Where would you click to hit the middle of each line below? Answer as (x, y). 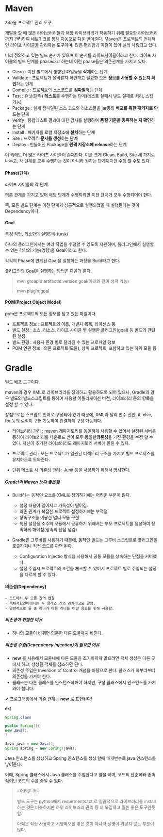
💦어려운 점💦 (28, 791)
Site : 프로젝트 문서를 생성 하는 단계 (45, 138)
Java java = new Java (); (30, 744)
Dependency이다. (22, 211)
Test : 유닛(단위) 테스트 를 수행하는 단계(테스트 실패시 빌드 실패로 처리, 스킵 (83, 96)
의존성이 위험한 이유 (24, 620)
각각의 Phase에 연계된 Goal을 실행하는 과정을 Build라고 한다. (63, 261)
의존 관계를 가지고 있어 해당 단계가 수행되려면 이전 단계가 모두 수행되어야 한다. (79, 195)
